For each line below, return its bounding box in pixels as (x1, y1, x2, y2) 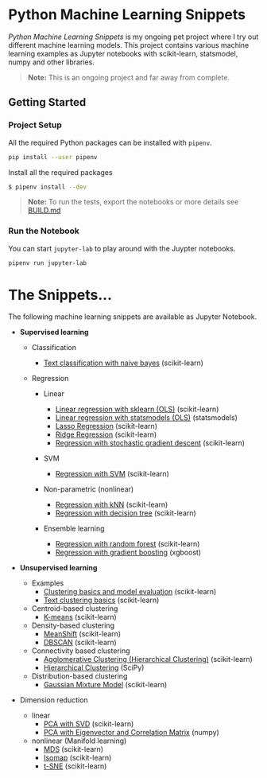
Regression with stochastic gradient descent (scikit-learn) (55, 438, 245, 448)
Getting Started (8, 95, 87, 109)
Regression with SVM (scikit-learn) (55, 469, 169, 479)
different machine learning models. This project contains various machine (8, 40, 250, 49)
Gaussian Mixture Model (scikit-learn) (43, 680, 168, 690)
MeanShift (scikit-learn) (43, 629, 122, 639)
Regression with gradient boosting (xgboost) (55, 547, 201, 558)
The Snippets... (8, 286, 113, 304)
